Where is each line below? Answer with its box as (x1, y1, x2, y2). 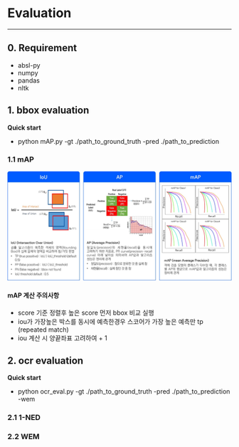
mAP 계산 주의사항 (7, 291, 60, 300)
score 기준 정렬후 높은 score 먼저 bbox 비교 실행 (17, 308, 154, 317)
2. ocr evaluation (7, 354, 84, 367)
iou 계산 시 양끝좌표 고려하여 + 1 (17, 333, 108, 342)
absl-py (17, 61, 41, 69)
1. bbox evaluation (7, 105, 90, 117)
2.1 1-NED (7, 413, 41, 423)
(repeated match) (17, 325, 69, 334)
